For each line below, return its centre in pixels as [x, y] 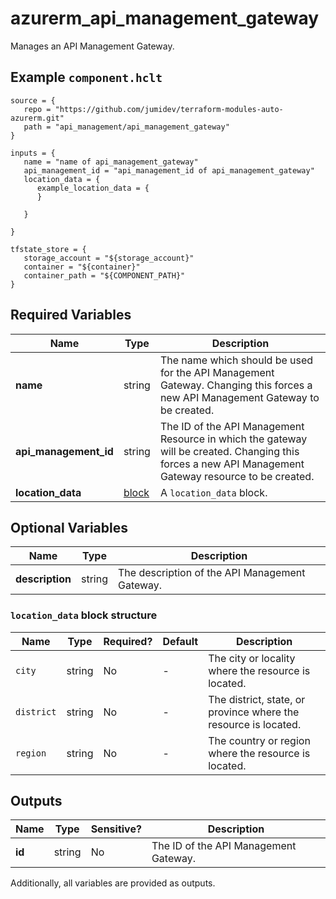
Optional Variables [69, 527]
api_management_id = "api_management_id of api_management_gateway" [169, 170]
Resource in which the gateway [233, 439]
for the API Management [217, 372]
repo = [37, 109]
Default [180, 641]
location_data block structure [84, 615]
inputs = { [33, 153]
